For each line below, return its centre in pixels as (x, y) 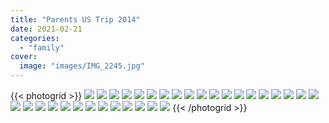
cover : (24, 57)
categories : (35, 38)
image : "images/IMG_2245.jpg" (82, 66)
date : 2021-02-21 (46, 29)
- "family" (42, 47)
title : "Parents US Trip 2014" (75, 19)
